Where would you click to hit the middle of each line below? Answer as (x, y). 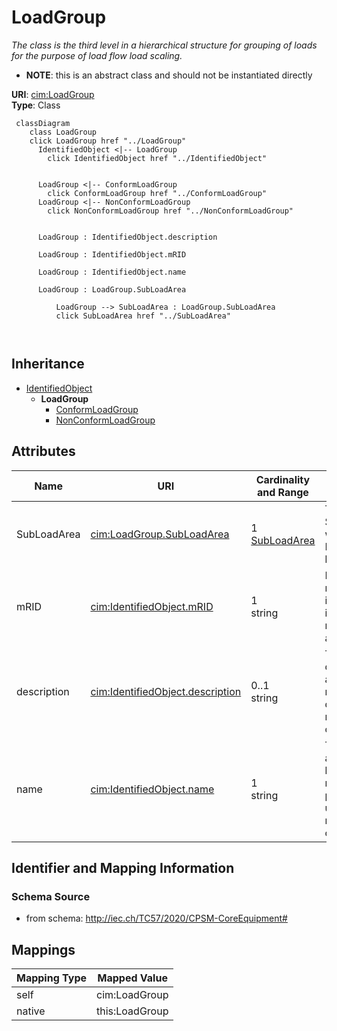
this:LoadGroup (132, 1011)
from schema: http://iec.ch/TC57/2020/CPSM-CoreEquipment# (156, 918)
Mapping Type (51, 978)
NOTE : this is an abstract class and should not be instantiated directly (169, 75)
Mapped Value (132, 978)
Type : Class (36, 105)
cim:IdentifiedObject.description (166, 691)
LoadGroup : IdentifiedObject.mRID (112, 254)
